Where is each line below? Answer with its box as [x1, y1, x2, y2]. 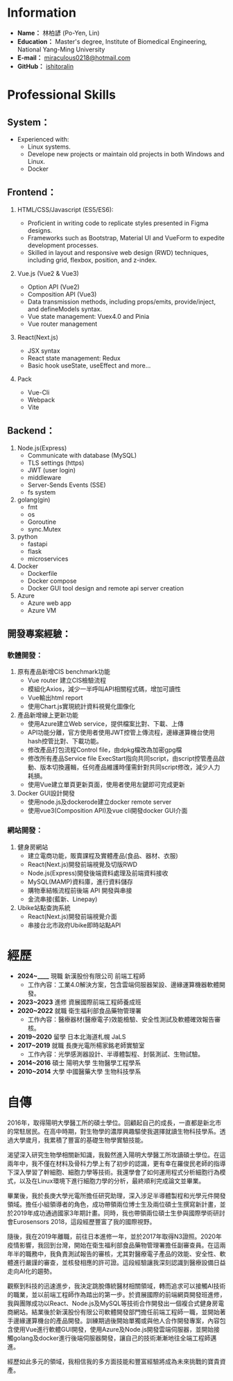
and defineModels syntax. [27, 304, 103, 313]
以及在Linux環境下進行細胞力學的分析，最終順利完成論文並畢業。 [19, 1177, 205, 1185]
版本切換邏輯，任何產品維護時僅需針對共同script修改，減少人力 [40, 763, 221, 772]
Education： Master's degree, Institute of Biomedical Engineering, [17, 37, 207, 46]
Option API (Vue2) [27, 283, 80, 291]
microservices [27, 554, 69, 563]
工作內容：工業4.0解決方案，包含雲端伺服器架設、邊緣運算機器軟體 [27, 981, 220, 989]
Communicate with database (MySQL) [27, 451, 137, 459]
